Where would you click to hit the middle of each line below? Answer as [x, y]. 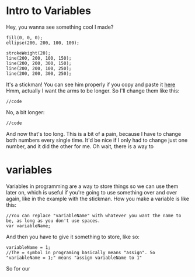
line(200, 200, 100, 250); [39, 69]
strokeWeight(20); [28, 53]
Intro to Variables [49, 11]
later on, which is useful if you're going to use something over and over [92, 192]
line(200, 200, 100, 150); [39, 58]
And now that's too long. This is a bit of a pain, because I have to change [94, 134]
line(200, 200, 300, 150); [39, 63]
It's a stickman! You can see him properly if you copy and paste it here [91, 84]
